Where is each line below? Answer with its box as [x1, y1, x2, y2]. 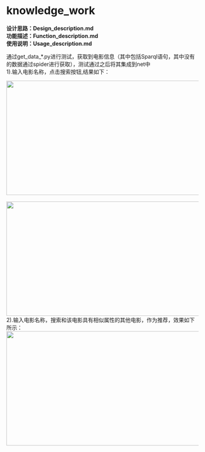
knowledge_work [6, 4, 96, 18]
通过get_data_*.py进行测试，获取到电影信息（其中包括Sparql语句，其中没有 [6, 52, 195, 60]
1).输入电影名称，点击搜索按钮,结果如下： [6, 68, 110, 75]
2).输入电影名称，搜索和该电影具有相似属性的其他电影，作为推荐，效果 [6, 316, 184, 323]
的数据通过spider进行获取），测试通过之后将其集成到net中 [6, 60, 151, 68]
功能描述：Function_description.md [6, 32, 99, 40]
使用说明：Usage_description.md [6, 40, 93, 47]
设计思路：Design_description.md [6, 24, 94, 32]
